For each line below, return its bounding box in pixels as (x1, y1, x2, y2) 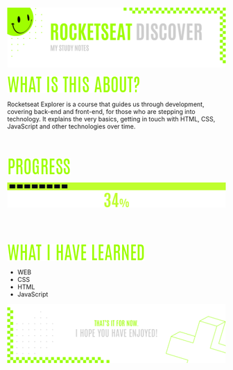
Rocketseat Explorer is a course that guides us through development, (7, 100, 205, 108)
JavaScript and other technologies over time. (7, 122, 136, 131)
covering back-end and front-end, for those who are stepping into (7, 107, 196, 115)
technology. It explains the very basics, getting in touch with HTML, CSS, (7, 115, 216, 123)
